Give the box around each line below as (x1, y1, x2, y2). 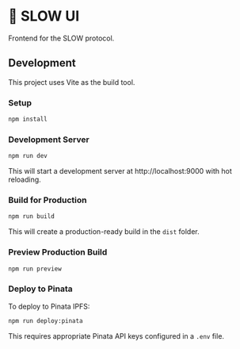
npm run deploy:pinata (8, 316, 83, 324)
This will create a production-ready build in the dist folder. (8, 227, 200, 236)
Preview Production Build (8, 247, 108, 258)
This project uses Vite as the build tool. (8, 77, 135, 86)
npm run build (8, 213, 55, 221)
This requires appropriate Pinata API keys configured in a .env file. (8, 331, 224, 340)
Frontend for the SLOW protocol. (8, 33, 115, 43)
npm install (8, 115, 48, 124)
